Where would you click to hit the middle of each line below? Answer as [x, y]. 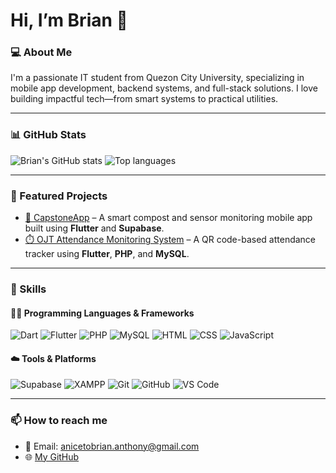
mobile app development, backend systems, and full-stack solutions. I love [164, 88]
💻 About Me [41, 52]
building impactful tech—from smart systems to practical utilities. [144, 99]
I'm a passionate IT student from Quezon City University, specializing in [157, 78]
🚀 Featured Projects [59, 196]
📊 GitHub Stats [48, 135]
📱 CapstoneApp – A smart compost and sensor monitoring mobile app [168, 218]
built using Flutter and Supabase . [94, 228]
